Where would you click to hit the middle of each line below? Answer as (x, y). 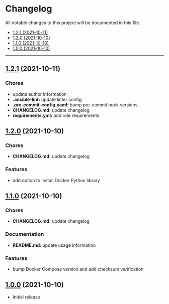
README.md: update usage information (54, 245)
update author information (39, 94)
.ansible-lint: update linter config (47, 99)
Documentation (25, 234)
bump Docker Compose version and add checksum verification (78, 269)
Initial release (26, 297)
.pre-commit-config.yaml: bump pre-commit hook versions (75, 105)
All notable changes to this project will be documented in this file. (73, 23)
